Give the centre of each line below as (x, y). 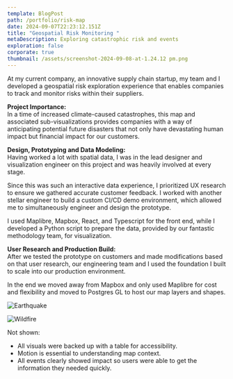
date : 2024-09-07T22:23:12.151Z (54, 26)
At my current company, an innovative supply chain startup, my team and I (114, 78)
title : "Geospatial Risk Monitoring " (63, 33)
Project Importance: (37, 107)
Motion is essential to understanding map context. (89, 353)
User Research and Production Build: (62, 249)
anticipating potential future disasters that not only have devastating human (115, 128)
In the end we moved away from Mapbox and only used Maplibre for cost (112, 285)
